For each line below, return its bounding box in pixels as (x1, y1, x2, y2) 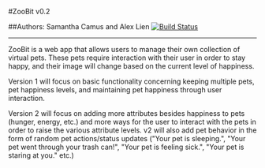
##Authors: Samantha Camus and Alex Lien (8, 22, 150, 31)
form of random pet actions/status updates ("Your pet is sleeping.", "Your (8, 134, 246, 143)
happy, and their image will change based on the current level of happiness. (8, 62, 255, 70)
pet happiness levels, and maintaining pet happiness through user (8, 85, 222, 94)
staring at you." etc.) (8, 151, 75, 160)
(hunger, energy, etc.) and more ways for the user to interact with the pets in (8, 118, 256, 126)
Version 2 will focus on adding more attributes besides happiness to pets (8, 109, 245, 118)
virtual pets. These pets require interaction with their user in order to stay (8, 53, 246, 62)
